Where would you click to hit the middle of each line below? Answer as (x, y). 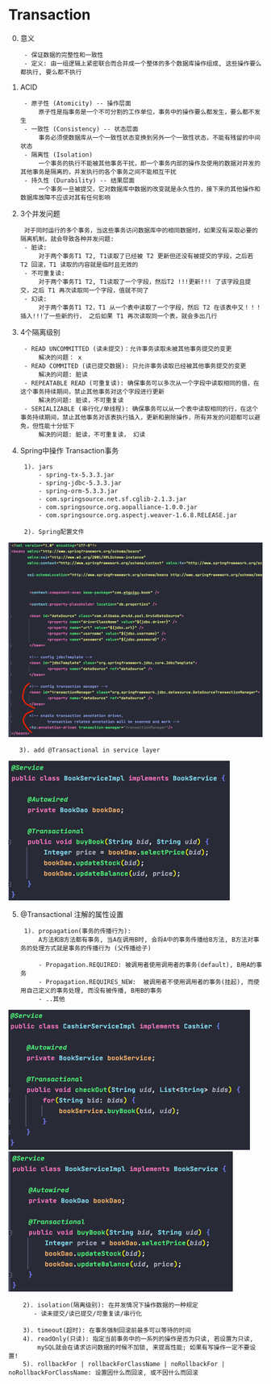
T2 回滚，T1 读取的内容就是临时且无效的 (79, 265)
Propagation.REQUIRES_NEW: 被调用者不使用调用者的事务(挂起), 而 (150, 982)
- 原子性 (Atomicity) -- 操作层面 (77, 103)
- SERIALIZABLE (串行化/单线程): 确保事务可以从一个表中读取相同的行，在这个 (141, 409)
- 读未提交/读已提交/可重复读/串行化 (88, 1314)
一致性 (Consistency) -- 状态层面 (85, 129)
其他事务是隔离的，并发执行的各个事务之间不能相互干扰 (98, 172)
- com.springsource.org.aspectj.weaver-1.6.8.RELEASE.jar (138, 515)
